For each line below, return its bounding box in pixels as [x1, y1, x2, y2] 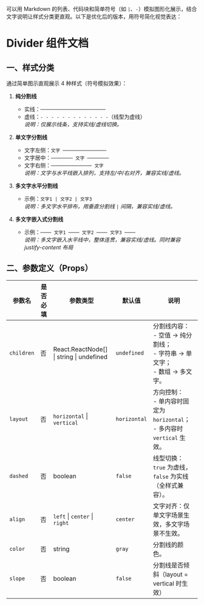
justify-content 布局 [24, 244, 73, 251]
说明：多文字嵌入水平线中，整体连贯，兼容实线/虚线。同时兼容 [24, 236, 181, 243]
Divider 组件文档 [6, 36, 89, 50]
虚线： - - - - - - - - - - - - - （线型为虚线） [24, 113, 146, 120]
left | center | [53, 512, 93, 521]
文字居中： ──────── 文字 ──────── [24, 154, 109, 161]
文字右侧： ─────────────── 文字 [24, 162, 104, 169]
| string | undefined [53, 352, 108, 361]
